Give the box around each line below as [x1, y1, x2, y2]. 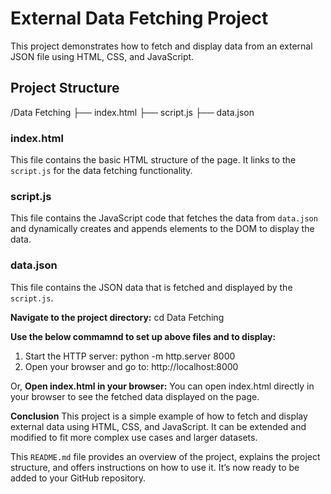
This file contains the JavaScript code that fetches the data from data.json [10, 212, 318, 224]
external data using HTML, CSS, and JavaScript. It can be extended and [10, 420, 307, 432]
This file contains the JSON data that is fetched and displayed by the [10, 281, 293, 293]
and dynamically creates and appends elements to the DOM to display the [10, 223, 315, 235]
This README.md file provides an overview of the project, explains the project [10, 450, 321, 462]
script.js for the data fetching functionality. [10, 165, 193, 177]
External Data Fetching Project [10, 7, 269, 30]
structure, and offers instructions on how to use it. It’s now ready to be [10, 461, 300, 473]
